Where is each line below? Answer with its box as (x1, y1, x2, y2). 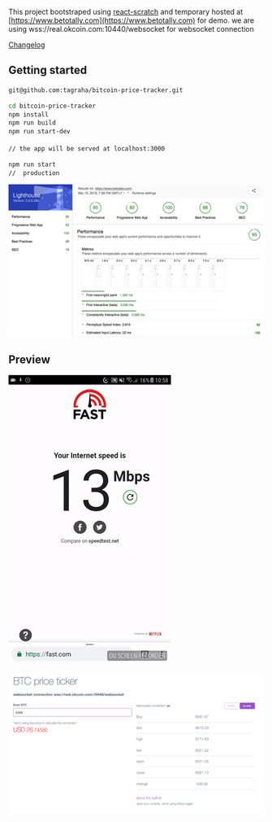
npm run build (8, 119, 57, 127)
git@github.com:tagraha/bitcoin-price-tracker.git (8, 85, 183, 94)
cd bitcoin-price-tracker (8, 102, 96, 110)
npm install (8, 110, 49, 119)
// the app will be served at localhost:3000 (8, 145, 165, 153)
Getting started (8, 63, 88, 77)
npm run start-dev (8, 128, 71, 136)
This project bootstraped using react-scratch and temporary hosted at (8, 7, 244, 16)
